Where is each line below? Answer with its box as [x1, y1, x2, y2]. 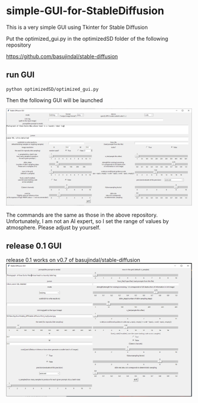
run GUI [6, 70, 35, 80]
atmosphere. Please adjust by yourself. [6, 224, 101, 231]
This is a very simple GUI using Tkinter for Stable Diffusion [6, 24, 148, 31]
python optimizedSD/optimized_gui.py [6, 86, 99, 92]
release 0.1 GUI [6, 241, 62, 251]
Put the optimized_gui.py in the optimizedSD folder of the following [6, 35, 169, 42]
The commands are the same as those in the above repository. [6, 211, 158, 218]
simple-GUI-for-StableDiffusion [6, 4, 164, 18]
